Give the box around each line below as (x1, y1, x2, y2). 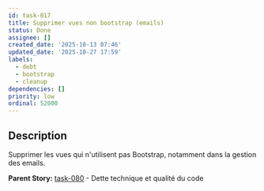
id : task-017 (8, 11, 51, 20)
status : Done (8, 26, 51, 34)
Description (8, 129, 67, 142)
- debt (15, 63, 37, 71)
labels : (8, 56, 34, 64)
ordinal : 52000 (8, 99, 58, 107)
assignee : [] (8, 33, 51, 42)
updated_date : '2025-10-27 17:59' (8, 48, 123, 56)
